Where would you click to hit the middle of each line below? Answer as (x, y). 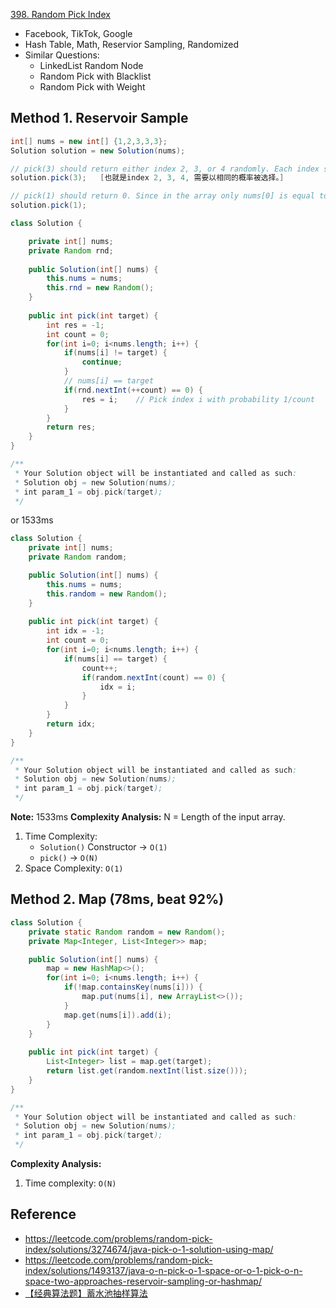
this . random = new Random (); (107, 594)
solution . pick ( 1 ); (48, 205)
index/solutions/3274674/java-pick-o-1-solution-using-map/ (149, 1249)
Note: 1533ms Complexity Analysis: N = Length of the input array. (148, 817)
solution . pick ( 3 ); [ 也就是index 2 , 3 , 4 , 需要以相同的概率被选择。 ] (147, 178)
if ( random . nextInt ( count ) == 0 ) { (153, 677)
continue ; (102, 362)
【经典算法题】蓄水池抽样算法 (86, 1293)
